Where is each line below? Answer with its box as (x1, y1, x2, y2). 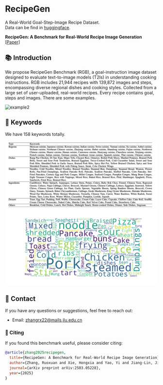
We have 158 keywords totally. (5, 131, 65, 137)
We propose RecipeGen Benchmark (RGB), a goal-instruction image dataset (5, 69, 157, 75)
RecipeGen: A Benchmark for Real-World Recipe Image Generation (5, 34, 142, 40)
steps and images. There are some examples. (5, 95, 96, 100)
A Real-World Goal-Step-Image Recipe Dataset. (5, 19, 100, 25)
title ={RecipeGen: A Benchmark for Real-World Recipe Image (9, 355, 133, 360)
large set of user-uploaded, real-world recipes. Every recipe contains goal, (5, 90, 154, 96)
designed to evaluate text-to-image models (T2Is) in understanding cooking (5, 74, 157, 80)
